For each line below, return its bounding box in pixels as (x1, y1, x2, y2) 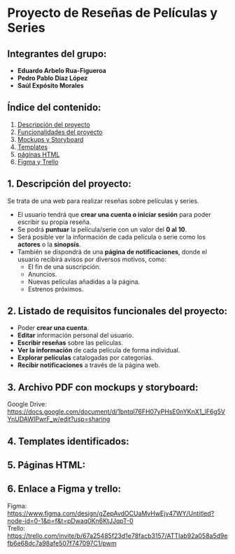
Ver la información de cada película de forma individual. (17, 346, 180, 355)
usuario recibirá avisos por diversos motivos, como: (17, 255, 166, 263)
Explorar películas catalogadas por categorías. (17, 353, 154, 362)
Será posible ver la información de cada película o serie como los (17, 232, 206, 241)
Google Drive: (7, 400, 48, 409)
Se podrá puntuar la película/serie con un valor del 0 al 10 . (17, 225, 187, 233)
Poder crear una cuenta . (17, 324, 90, 332)
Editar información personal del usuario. (17, 331, 134, 340)
